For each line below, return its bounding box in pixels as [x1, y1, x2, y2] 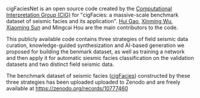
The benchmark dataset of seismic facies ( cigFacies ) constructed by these [6, 72, 190, 79]
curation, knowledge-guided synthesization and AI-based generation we [6, 42, 185, 49]
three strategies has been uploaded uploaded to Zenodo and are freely [6, 78, 181, 86]
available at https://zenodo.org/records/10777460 [6, 85, 128, 91]
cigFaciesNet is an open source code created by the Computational [6, 5, 172, 12]
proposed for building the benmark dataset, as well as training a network [6, 48, 185, 55]
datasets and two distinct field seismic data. [6, 61, 115, 68]
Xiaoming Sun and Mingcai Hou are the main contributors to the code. [6, 24, 178, 31]
